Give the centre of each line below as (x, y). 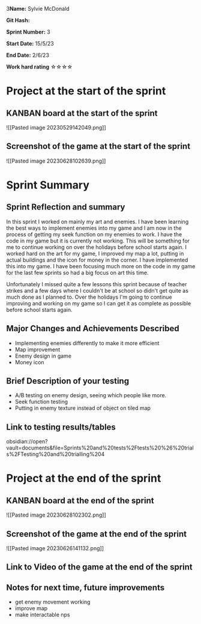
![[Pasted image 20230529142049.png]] (56, 127)
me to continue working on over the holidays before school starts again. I (97, 247)
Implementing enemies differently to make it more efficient (87, 343)
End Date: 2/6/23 (28, 55)
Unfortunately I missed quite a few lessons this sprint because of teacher (97, 284)
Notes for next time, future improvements (85, 587)
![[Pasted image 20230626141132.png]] (55, 548)
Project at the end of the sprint (84, 478)
